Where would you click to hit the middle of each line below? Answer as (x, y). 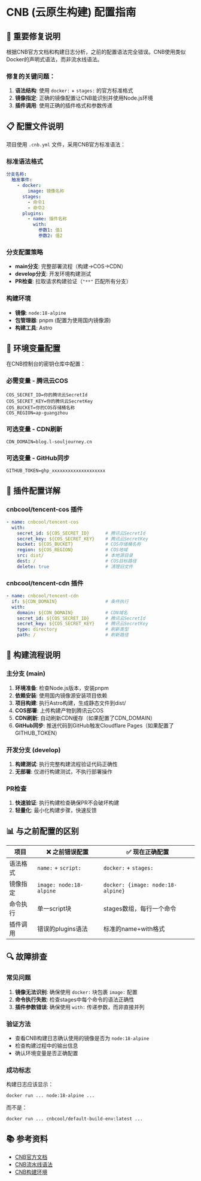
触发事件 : (22, 180)
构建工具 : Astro (33, 327)
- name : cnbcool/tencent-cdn (42, 596)
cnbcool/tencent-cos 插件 (45, 509)
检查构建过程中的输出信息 (46, 1046)
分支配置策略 (25, 252)
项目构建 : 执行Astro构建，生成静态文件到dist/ (70, 703)
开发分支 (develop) (33, 750)
